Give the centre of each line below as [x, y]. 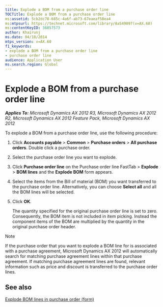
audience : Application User [34, 60]
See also [18, 288]
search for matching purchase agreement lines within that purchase [74, 256]
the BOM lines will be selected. [43, 192]
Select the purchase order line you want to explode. [64, 157]
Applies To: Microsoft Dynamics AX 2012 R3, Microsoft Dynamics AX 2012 [81, 113]
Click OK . [22, 202]
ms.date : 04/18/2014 [26, 37]
